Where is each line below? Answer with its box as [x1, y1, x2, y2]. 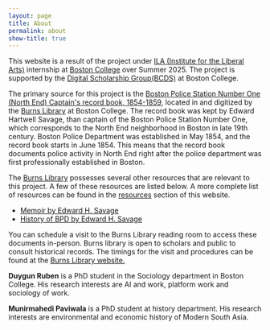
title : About [8, 19, 52, 27]
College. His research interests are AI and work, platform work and [8, 279, 229, 290]
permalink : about [8, 27, 67, 35]
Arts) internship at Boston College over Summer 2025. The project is [8, 65, 235, 75]
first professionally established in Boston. [8, 158, 145, 167]
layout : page [8, 11, 52, 20]
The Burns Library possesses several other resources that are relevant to [8, 173, 251, 183]
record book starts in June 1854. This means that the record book [8, 140, 226, 150]
